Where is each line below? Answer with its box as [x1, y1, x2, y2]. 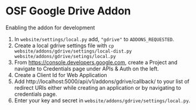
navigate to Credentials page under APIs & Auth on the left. [14, 65, 159, 72]
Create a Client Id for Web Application [14, 71, 108, 78]
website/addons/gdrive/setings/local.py [14, 53, 116, 59]
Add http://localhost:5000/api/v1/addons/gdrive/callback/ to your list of [14, 78, 190, 85]
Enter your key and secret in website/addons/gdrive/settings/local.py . [14, 97, 191, 104]
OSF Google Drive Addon [5, 4, 132, 18]
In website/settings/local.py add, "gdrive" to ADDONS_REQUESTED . [14, 35, 175, 42]
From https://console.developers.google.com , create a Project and [14, 59, 178, 66]
